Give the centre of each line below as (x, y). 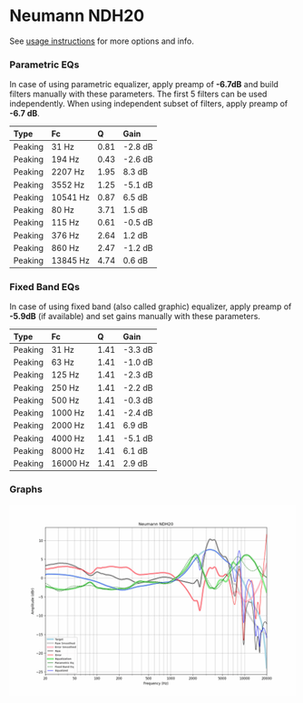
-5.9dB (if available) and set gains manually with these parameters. (135, 316)
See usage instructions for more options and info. (102, 41)
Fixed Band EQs (44, 286)
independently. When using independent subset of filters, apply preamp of (149, 104)
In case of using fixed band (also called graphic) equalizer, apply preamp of (151, 306)
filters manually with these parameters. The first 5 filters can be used (138, 94)
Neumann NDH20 (77, 16)
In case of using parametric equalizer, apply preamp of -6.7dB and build (144, 85)
